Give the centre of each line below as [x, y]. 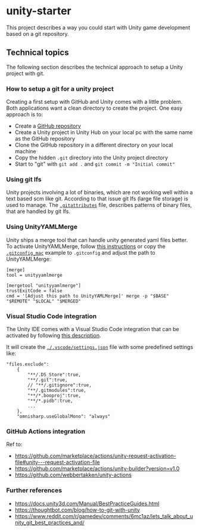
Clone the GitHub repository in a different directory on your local [94, 145]
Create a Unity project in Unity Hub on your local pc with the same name [104, 132]
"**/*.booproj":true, [55, 395]
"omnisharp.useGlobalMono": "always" [64, 416]
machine [26, 151]
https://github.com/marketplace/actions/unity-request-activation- [95, 456]
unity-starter [39, 11]
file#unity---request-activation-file [57, 462]
